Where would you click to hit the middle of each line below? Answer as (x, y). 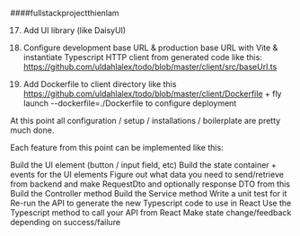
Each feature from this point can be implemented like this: (117, 148)
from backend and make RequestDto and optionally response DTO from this (150, 184)
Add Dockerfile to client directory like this (100, 84)
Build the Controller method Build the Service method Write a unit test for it (149, 193)
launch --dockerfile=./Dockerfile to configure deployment (130, 103)
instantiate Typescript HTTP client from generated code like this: (143, 57)
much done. (32, 130)
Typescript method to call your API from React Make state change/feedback (151, 213)
